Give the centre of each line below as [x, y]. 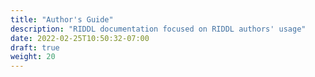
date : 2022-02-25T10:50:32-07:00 [80, 38]
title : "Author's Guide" [62, 19]
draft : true [35, 47]
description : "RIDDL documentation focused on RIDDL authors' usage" [158, 29]
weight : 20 [33, 57]
